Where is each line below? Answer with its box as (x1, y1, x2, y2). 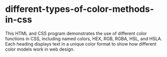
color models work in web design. (5, 46, 75, 52)
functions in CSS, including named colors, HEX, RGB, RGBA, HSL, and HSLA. (5, 36, 163, 42)
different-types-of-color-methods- (5, 3, 155, 15)
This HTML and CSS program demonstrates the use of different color (5, 30, 147, 36)
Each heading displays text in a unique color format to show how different (5, 41, 157, 47)
